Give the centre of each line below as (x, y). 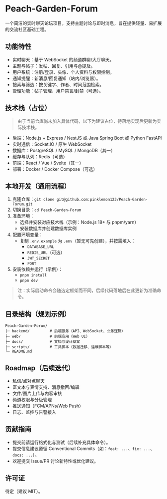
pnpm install (33, 275)
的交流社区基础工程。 (27, 29)
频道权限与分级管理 (32, 399)
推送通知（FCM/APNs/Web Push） (48, 406)
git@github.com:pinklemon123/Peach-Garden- (102, 200)
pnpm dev (29, 281)
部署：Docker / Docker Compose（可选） (55, 169)
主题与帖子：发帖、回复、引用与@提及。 (54, 66)
